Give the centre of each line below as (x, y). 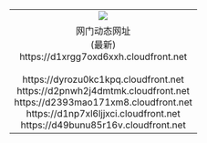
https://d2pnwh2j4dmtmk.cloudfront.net (103, 90)
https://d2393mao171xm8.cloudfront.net (103, 102)
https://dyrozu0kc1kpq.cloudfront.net (103, 79)
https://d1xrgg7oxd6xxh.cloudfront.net (103, 56)
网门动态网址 (103, 31)
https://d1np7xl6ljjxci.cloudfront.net (103, 113)
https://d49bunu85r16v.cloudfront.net (103, 125)
